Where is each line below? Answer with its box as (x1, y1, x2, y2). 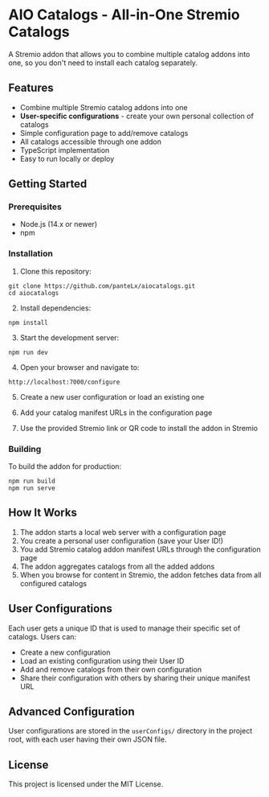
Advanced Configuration (8, 705, 135, 719)
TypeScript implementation (19, 145, 110, 154)
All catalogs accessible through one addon (19, 137, 162, 146)
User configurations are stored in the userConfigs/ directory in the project (8, 726, 253, 736)
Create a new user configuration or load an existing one (19, 392, 205, 401)
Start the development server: (19, 332, 120, 343)
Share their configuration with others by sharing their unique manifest (19, 673, 251, 683)
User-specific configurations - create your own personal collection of (19, 111, 255, 121)
